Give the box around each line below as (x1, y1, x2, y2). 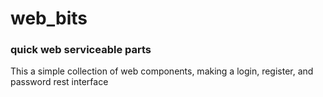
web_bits (10, 7, 88, 30)
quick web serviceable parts (10, 43, 152, 57)
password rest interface (10, 76, 109, 88)
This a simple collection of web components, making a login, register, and (10, 65, 314, 77)
